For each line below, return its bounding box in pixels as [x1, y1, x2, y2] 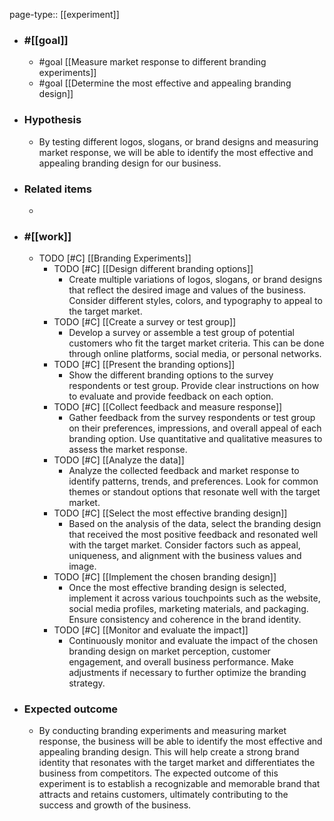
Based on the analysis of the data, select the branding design [68, 518, 322, 530]
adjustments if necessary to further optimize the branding [68, 667, 307, 679]
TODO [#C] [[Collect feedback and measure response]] [53, 401, 283, 413]
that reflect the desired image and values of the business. [68, 284, 307, 296]
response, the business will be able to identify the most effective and [38, 735, 323, 748]
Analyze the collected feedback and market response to [68, 465, 300, 477]
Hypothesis [23, 113, 82, 127]
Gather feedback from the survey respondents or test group [68, 412, 316, 424]
